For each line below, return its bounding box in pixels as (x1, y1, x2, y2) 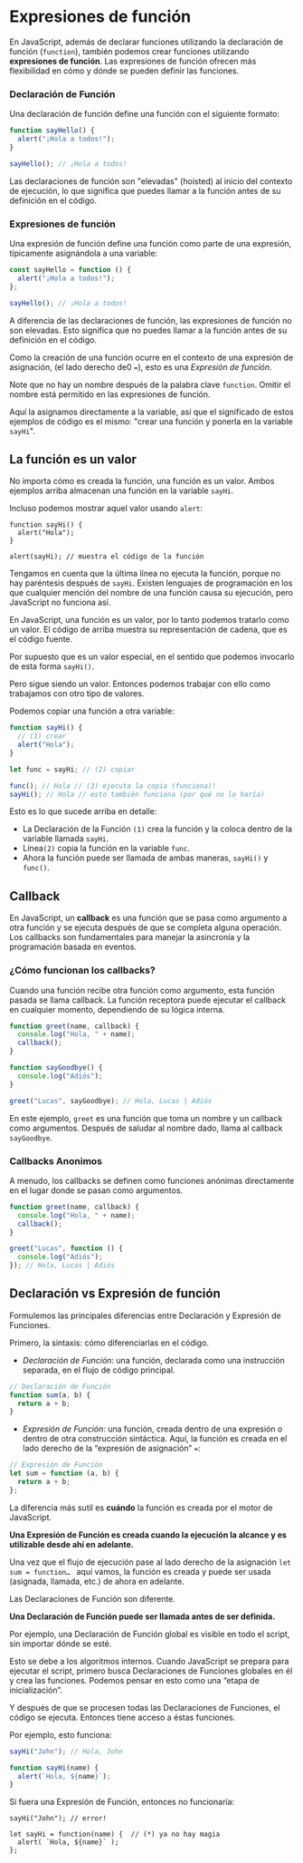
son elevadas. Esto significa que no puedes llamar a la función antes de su (9, 325, 288, 335)
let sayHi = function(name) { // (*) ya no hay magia (9, 1829, 221, 1839)
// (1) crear (17, 732, 67, 741)
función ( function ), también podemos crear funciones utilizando (9, 45, 250, 56)
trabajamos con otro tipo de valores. (9, 688, 145, 699)
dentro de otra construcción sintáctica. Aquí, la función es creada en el (22, 1433, 288, 1444)
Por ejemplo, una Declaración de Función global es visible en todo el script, (9, 1628, 290, 1639)
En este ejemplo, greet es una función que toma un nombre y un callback (9, 1112, 283, 1123)
